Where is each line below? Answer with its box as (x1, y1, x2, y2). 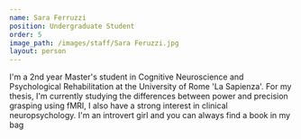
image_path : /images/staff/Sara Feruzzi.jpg (9, 38, 179, 48)
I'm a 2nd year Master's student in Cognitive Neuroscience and (9, 71, 244, 82)
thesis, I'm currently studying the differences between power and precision (9, 91, 288, 102)
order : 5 (9, 30, 42, 39)
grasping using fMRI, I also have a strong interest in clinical (9, 100, 228, 111)
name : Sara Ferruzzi (9, 13, 87, 23)
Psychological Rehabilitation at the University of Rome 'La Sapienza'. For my (9, 81, 292, 92)
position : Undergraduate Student (9, 22, 135, 31)
